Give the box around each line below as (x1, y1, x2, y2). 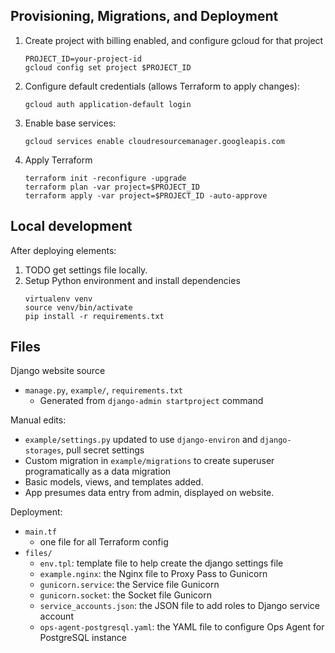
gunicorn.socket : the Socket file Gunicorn (39, 589, 212, 601)
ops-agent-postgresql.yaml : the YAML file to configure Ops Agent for (39, 621, 325, 633)
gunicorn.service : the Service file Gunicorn (39, 579, 220, 591)
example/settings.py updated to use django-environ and (24, 434, 258, 446)
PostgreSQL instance (39, 632, 128, 644)
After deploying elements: (10, 244, 117, 256)
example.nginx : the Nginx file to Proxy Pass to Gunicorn (39, 568, 268, 580)
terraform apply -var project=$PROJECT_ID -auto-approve (24, 190, 268, 201)
